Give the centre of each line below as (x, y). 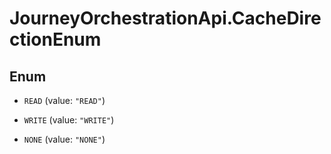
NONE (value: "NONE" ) (64, 139)
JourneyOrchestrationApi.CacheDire (165, 18)
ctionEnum (55, 39)
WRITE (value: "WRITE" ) (69, 120)
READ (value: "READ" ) (64, 100)
